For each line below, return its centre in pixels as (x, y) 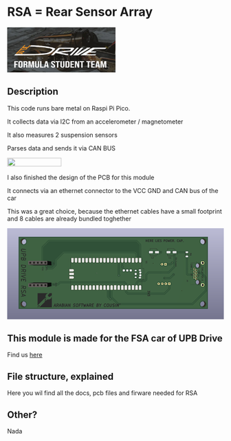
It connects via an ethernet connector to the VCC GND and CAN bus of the (113, 190)
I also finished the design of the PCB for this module (81, 177)
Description (33, 92)
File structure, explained (60, 376)
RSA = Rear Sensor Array (80, 12)
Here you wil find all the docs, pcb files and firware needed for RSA (102, 393)
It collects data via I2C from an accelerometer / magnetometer (95, 122)
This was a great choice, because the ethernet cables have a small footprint (114, 211)
